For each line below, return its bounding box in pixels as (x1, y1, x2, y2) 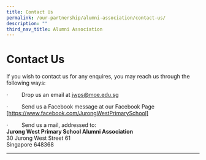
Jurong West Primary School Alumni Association (6, 128, 134, 135)
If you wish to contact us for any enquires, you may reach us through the (6, 73, 190, 80)
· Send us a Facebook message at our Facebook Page (6, 103, 155, 110)
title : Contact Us (6, 9, 53, 15)
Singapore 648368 (6, 141, 54, 148)
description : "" (6, 20, 48, 26)
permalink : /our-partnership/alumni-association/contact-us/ (6, 15, 166, 21)
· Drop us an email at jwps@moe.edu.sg (6, 91, 119, 99)
